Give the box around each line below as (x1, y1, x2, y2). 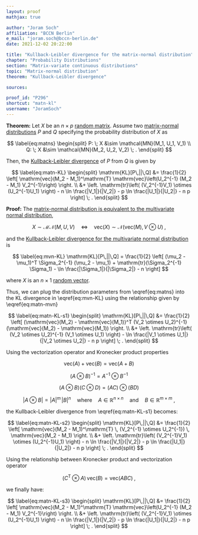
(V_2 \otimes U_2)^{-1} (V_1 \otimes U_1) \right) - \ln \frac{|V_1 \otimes (9, 331, 176, 338)
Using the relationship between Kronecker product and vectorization (6, 456, 173, 463)
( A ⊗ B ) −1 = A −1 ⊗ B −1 (70, 371, 128, 379)
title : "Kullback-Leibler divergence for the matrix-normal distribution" (6, 52, 194, 58)
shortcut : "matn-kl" (6, 101, 57, 107)
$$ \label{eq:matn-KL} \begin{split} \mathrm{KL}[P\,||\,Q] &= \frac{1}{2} (11, 169, 187, 176)
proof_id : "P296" (6, 95, 49, 101)
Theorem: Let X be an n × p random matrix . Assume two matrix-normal (6, 122, 179, 129)
